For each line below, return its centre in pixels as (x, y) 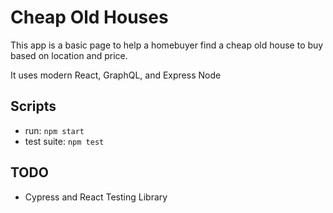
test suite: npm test (64, 141)
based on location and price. (69, 55)
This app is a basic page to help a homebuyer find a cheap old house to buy (167, 45)
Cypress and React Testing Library (96, 197)
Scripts (33, 106)
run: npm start (54, 130)
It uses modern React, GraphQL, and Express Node (116, 75)
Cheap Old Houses (89, 17)
